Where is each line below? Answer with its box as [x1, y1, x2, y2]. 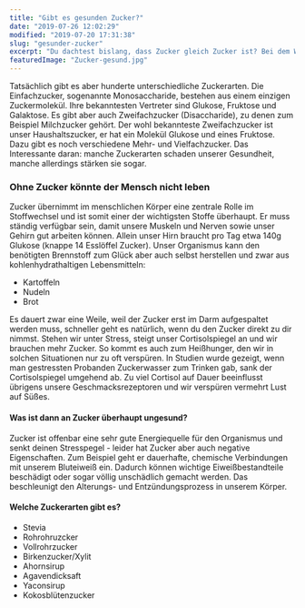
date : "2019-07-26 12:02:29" [9, 22, 120, 31]
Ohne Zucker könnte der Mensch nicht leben [9, 180, 211, 193]
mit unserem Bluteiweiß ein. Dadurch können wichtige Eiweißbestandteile [9, 461, 284, 472]
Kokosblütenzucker [22, 589, 95, 601]
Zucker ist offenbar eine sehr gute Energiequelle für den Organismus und [9, 432, 283, 443]
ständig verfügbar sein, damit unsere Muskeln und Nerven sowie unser [9, 220, 275, 232]
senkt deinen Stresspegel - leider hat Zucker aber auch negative [9, 442, 251, 453]
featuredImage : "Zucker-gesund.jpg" [9, 56, 148, 65]
